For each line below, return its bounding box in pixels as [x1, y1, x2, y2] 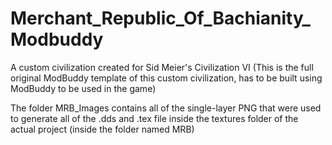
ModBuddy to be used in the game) [10, 82, 157, 94]
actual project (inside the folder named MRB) [10, 123, 195, 135]
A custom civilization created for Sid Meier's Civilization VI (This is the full [10, 61, 314, 73]
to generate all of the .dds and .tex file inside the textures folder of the [10, 112, 299, 124]
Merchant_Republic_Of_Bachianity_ [10, 7, 311, 30]
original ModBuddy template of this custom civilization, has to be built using [10, 72, 323, 84]
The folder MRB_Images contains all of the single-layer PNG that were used [10, 102, 322, 114]
